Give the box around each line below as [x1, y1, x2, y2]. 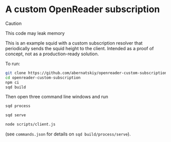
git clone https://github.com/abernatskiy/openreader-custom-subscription [5, 70, 167, 76]
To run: [5, 60, 20, 66]
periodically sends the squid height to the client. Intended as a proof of [5, 45, 154, 51]
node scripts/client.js [5, 122, 56, 127]
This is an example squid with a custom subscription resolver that [5, 40, 143, 46]
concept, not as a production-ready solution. [5, 51, 99, 57]
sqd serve [5, 113, 26, 118]
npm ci [5, 80, 19, 85]
